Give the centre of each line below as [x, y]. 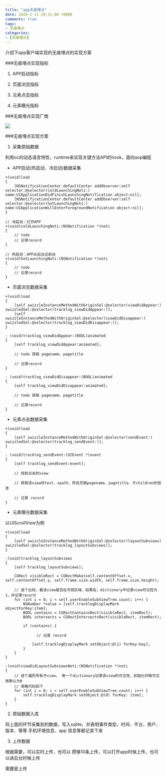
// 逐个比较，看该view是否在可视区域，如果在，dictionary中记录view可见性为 [86, 590]
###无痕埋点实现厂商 [27, 116]
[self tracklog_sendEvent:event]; [50, 464]
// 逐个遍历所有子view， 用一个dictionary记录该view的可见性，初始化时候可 [85, 676]
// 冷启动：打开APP [23, 222]
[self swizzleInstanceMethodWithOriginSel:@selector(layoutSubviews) [88, 541]
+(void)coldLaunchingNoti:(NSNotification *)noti [58, 226]
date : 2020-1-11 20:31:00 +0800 [39, 14]
